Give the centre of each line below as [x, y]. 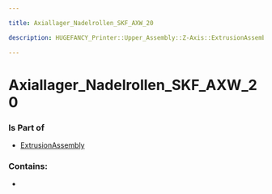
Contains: [28, 166]
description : [30, 37]
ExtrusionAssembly [52, 145]
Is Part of [26, 127]
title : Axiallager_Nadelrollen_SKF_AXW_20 [81, 23]
